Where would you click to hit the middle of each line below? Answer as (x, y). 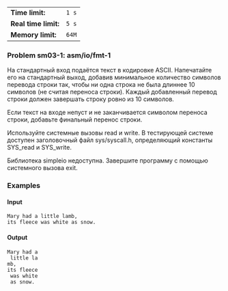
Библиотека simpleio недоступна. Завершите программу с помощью (108, 161)
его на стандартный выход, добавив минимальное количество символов (114, 77)
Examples (24, 186)
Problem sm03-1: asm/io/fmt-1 (59, 55)
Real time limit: (35, 24)
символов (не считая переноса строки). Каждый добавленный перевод (112, 92)
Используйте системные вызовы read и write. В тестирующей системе (110, 133)
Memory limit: (33, 35)
